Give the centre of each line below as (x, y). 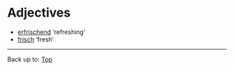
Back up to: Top (30, 59)
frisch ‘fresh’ (36, 39)
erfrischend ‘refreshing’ (51, 32)
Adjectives (39, 13)
